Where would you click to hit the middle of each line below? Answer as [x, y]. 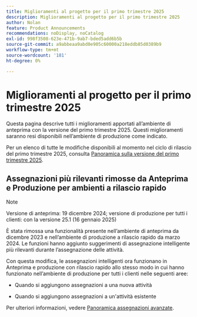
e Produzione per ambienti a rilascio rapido [86, 188]
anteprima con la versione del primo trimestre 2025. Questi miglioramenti [95, 130]
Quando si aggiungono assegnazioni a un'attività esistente [86, 296]
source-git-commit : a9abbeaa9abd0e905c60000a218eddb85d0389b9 [84, 45]
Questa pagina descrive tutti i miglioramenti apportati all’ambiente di [89, 124]
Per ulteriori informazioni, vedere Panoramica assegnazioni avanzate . [90, 308]
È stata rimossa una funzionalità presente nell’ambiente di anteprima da [93, 231]
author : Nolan [24, 22]
